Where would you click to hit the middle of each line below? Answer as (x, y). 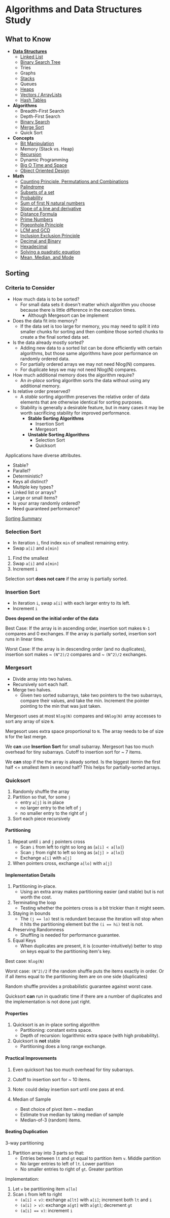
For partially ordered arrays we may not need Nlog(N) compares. (88, 364)
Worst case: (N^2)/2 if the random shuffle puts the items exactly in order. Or (85, 971)
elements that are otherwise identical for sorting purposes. (81, 402)
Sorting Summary (24, 518)
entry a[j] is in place (42, 802)
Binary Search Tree (40, 62)
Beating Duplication (27, 1132)
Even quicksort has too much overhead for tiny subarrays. (73, 1070)
